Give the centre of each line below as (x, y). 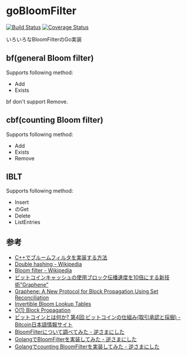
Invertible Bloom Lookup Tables (53, 304)
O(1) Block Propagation (42, 310)
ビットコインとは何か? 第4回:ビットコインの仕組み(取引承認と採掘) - (98, 317)
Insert (22, 202)
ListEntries (27, 222)
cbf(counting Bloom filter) (55, 120)
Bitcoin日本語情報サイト (44, 325)
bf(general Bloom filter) (50, 58)
